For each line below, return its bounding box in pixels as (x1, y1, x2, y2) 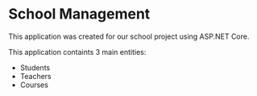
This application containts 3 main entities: (8, 47, 147, 56)
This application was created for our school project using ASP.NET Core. (8, 31, 250, 41)
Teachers (19, 71, 52, 81)
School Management (8, 5, 151, 23)
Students (19, 62, 51, 73)
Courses (19, 80, 48, 90)
